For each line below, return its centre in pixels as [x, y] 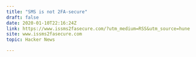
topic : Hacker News [31, 40]
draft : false [23, 17]
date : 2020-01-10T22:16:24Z [42, 23]
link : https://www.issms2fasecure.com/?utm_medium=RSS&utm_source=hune [98, 28]
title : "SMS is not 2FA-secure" [47, 12]
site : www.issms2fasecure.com [44, 34]
